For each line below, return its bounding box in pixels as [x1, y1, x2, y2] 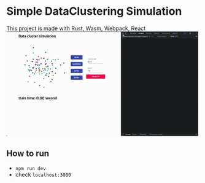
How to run [6, 148, 50, 158]
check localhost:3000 [15, 171, 72, 179]
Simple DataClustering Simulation [6, 4, 182, 18]
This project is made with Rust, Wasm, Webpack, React [6, 25, 146, 32]
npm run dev [15, 166, 46, 172]
